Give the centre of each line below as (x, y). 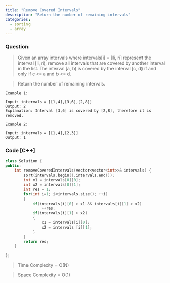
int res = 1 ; (37, 189)
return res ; (36, 242)
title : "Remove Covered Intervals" (43, 10)
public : (13, 166)
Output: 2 (16, 107)
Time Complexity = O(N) (43, 265)
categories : (18, 19)
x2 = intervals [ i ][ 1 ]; (67, 227)
